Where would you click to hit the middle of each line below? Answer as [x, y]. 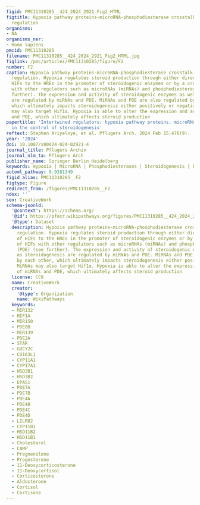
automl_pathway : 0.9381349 [40, 172]
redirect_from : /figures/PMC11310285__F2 [58, 189]
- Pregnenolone [30, 454]
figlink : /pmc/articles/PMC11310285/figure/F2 [65, 61]
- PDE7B [21, 393]
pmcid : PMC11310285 [30, 51]
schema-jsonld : [25, 205]
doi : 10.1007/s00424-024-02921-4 [48, 144]
